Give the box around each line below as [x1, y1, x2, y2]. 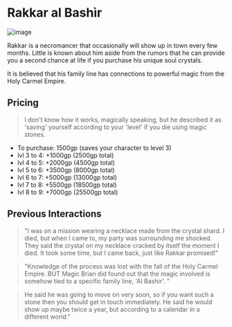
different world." [24, 312, 71, 321]
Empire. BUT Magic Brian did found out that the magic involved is [24, 269, 211, 278]
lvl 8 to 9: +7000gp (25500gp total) [17, 187, 118, 196]
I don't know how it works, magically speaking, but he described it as [24, 115, 222, 124]
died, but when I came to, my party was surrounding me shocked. [24, 234, 213, 242]
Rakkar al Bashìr [7, 5, 102, 21]
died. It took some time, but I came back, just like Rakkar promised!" [24, 249, 219, 257]
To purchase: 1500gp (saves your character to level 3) [17, 144, 172, 152]
